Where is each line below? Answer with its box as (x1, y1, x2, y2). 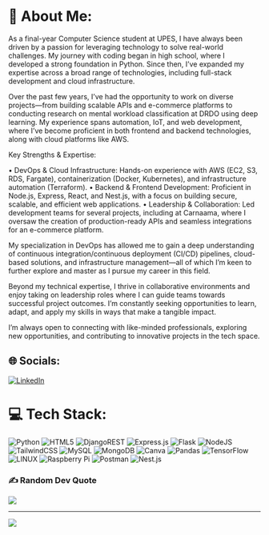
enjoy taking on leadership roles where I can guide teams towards (8, 290, 226, 300)
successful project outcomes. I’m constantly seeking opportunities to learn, (8, 298, 257, 308)
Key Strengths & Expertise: (8, 150, 97, 159)
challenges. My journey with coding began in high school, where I (8, 50, 226, 60)
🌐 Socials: (8, 354, 61, 368)
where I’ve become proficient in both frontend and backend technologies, (8, 126, 251, 135)
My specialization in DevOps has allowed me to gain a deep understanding (8, 240, 255, 250)
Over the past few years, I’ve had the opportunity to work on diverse (8, 91, 234, 101)
